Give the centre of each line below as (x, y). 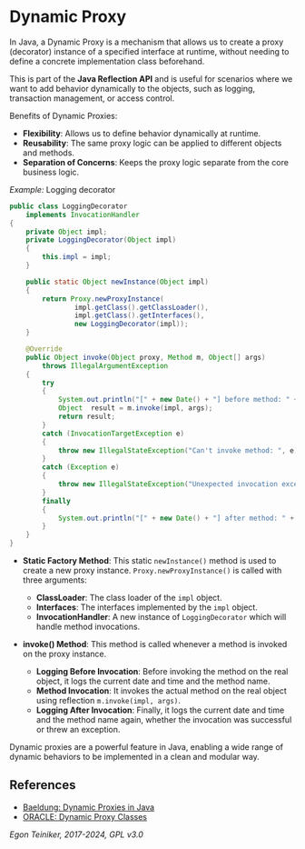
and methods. (49, 153)
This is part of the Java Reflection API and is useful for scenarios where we (151, 78)
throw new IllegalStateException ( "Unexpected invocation (168, 484)
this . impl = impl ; (77, 257)
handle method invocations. (88, 627)
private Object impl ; (66, 232)
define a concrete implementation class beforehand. (107, 61)
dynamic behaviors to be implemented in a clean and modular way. (135, 757)
